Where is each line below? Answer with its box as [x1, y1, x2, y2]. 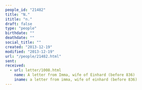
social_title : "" [5, 40, 41, 45]
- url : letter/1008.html [9, 68, 61, 73]
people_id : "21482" [5, 7, 46, 12]
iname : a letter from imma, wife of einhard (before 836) [14, 77, 137, 82]
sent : [5, 58, 16, 63]
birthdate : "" [5, 30, 35, 35]
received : [5, 63, 26, 68]
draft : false [5, 21, 32, 26]
